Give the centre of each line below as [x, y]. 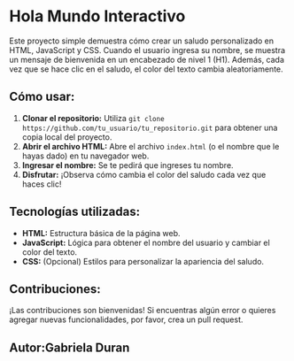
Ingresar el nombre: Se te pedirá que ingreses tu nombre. [128, 165]
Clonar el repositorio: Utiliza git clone [93, 118]
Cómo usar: [42, 97]
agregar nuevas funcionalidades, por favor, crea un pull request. [126, 319]
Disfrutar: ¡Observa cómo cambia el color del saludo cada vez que [144, 174]
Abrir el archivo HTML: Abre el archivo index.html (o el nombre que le [151, 146]
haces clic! [42, 184]
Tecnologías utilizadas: [74, 212]
